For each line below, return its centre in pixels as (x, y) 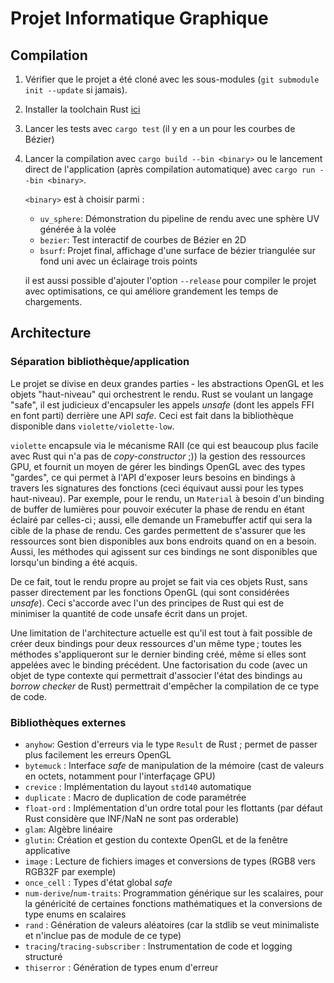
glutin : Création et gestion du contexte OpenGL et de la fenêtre (156, 839)
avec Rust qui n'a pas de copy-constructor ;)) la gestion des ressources (158, 456)
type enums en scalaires (75, 914)
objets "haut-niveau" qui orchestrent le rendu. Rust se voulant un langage (162, 394)
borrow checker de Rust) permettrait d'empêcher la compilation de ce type (165, 686)
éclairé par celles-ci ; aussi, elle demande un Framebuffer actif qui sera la (161, 519)
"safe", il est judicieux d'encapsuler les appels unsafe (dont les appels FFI (162, 404)
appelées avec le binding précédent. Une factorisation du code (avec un (159, 664)
